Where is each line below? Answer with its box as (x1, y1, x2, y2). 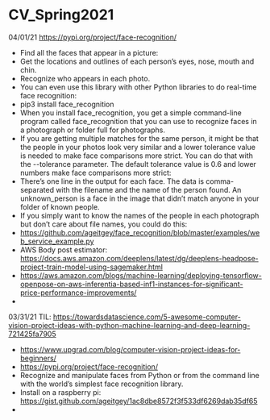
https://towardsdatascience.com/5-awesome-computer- (52, 312, 242, 322)
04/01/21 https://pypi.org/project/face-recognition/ (8, 32, 177, 42)
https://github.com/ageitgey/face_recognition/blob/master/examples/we (19, 227, 260, 237)
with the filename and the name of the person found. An (56, 185, 242, 194)
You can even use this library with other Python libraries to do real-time (19, 82, 257, 92)
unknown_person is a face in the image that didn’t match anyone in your (19, 193, 260, 203)
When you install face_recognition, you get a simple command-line (19, 107, 242, 118)
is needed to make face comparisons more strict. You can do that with (19, 151, 254, 160)
